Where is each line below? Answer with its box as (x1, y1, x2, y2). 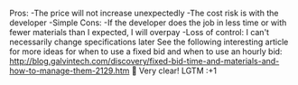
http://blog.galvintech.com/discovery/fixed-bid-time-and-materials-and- (9, 56, 280, 66)
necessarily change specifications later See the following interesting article (9, 36, 289, 47)
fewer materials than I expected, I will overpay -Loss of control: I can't (9, 27, 269, 37)
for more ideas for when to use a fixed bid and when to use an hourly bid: (9, 46, 283, 57)
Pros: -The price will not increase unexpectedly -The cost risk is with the (9, 8, 279, 18)
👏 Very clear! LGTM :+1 (131, 65, 217, 76)
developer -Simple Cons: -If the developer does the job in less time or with (9, 17, 287, 28)
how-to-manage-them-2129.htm (9, 65, 130, 76)
